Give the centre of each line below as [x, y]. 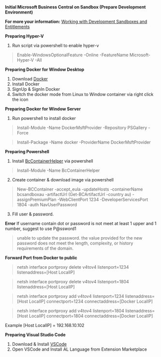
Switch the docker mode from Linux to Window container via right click [83, 94]
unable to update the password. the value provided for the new [80, 238]
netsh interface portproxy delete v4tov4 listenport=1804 [73, 282]
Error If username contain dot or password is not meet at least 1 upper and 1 [81, 223]
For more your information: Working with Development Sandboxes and [76, 22]
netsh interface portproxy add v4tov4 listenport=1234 [70, 296]
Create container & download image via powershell [63, 180]
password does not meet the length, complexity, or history [75, 243]
